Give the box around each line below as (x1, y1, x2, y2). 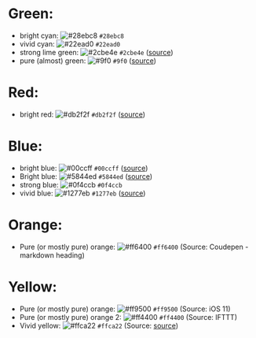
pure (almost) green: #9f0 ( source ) (19, 56, 157, 65)
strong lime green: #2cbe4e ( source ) (19, 47, 174, 57)
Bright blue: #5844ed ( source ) (19, 171, 153, 181)
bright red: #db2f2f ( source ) (19, 110, 146, 119)
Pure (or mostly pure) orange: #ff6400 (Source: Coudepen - (19, 242, 249, 251)
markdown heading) (19, 250, 85, 260)
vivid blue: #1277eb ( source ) (19, 188, 146, 198)
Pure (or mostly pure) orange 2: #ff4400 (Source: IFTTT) (19, 312, 238, 321)
